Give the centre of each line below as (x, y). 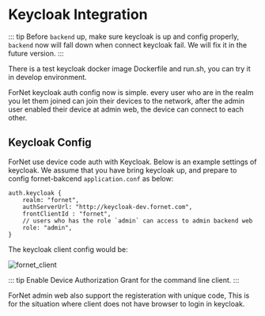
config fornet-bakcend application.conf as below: (91, 178)
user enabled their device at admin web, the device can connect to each (126, 109)
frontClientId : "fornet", (67, 214)
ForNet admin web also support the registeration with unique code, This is (129, 295)
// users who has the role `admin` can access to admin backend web (138, 221)
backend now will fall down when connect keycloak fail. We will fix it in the (128, 44)
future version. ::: (36, 53)
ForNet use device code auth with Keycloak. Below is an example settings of (132, 162)
